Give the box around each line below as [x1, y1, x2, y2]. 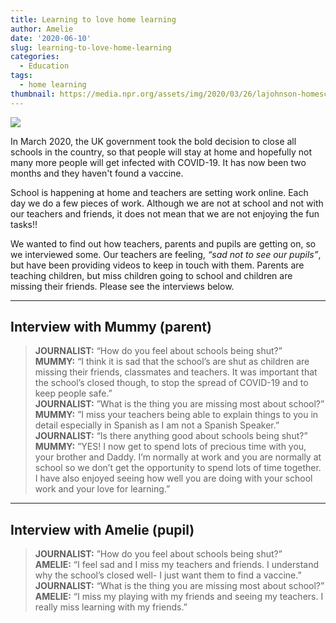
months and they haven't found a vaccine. [10, 167, 184, 179]
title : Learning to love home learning [10, 14, 177, 25]
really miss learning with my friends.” [34, 601, 188, 613]
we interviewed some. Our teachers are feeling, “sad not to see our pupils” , [10, 248, 322, 260]
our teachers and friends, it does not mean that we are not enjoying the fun [10, 207, 320, 220]
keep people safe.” [34, 387, 113, 400]
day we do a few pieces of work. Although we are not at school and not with [10, 197, 324, 209]
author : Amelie [10, 24, 74, 34]
